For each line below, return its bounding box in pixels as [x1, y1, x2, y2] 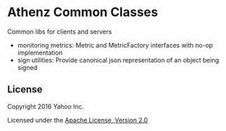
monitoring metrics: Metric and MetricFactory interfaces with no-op [17, 41, 213, 49]
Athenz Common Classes [7, 4, 159, 20]
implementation [17, 48, 63, 57]
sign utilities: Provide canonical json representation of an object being [17, 55, 220, 64]
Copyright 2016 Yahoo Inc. [7, 102, 84, 111]
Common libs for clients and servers [7, 27, 112, 36]
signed [17, 63, 38, 71]
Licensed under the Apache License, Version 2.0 [7, 116, 148, 124]
